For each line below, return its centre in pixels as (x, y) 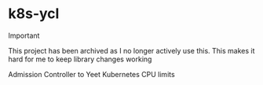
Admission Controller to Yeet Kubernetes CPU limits (91, 74)
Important (24, 35)
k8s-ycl (34, 14)
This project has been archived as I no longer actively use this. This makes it (131, 50)
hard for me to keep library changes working (80, 59)
